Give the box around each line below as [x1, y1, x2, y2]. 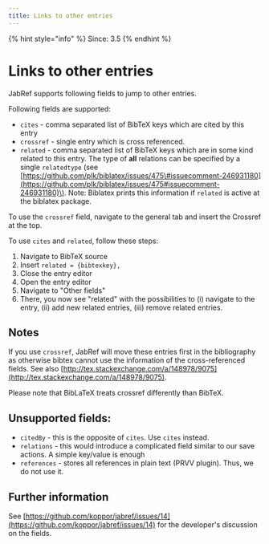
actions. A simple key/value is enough [19, 450, 145, 460]
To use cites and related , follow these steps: [8, 236, 159, 246]
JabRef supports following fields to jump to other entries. [8, 88, 197, 98]
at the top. [8, 220, 43, 229]
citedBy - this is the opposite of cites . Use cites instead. [19, 432, 210, 442]
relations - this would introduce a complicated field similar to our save [19, 441, 255, 451]
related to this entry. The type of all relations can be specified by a [19, 153, 241, 163]
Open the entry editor [19, 277, 92, 286]
